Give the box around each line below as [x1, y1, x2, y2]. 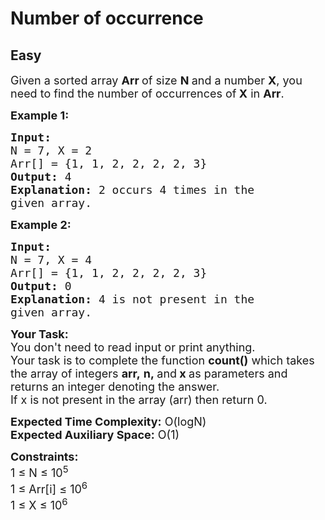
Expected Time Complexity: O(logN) [10, 415, 207, 429]
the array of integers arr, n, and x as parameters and [10, 367, 288, 381]
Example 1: [10, 108, 70, 122]
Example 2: [10, 218, 72, 232]
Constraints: [10, 450, 79, 464]
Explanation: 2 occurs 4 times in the [10, 183, 255, 197]
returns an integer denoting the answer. [10, 380, 220, 394]
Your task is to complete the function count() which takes [10, 353, 315, 367]
